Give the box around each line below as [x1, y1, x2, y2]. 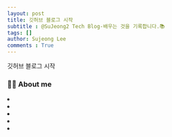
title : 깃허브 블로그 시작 [7, 17, 73, 23]
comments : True [7, 42, 54, 49]
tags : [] [7, 29, 32, 36]
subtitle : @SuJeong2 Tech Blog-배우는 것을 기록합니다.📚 [7, 23, 166, 30]
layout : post [7, 10, 45, 17]
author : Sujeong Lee [7, 36, 67, 43]
